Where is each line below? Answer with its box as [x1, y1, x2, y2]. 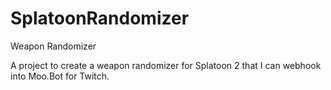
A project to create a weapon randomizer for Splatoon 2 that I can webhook [10, 59, 322, 71]
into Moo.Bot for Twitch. [10, 70, 110, 82]
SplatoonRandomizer [10, 7, 190, 30]
